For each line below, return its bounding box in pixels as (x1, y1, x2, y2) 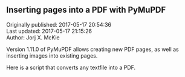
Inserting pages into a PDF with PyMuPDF (6, 5, 166, 15)
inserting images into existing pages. (6, 52, 98, 59)
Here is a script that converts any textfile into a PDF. (6, 64, 136, 71)
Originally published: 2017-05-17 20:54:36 (6, 21, 112, 28)
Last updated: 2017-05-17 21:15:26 (6, 27, 92, 35)
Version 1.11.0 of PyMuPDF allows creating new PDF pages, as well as (6, 45, 180, 53)
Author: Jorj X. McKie (6, 33, 60, 41)
